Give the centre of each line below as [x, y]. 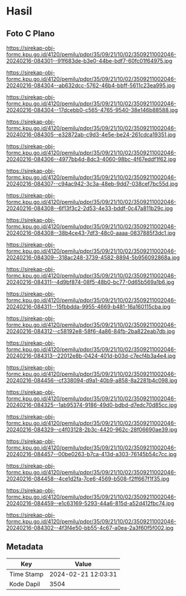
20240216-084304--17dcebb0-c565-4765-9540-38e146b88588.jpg [92, 110]
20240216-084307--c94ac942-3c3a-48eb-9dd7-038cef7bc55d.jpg [92, 184]
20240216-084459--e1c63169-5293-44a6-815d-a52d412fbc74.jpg [90, 503]
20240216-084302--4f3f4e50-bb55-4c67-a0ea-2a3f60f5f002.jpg [90, 528]
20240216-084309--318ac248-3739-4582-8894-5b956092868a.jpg [93, 257]
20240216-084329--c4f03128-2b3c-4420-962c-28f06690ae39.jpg [92, 430]
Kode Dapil [25, 584]
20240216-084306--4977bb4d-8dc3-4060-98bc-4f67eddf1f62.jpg [91, 159]
